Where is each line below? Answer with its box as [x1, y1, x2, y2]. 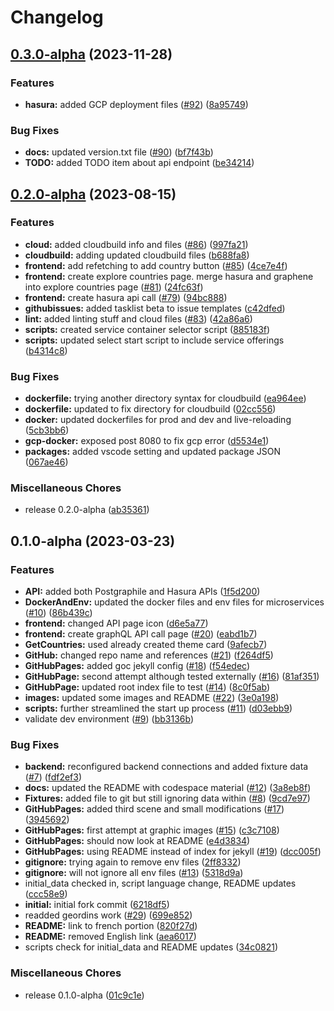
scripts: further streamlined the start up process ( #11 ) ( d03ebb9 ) [24, 702, 293, 715]
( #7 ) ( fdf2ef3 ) [24, 771, 83, 783]
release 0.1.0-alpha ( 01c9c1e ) [24, 989, 145, 1001]
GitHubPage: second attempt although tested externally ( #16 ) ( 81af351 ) [24, 671, 320, 683]
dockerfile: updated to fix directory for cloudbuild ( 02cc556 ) [24, 403, 277, 415]
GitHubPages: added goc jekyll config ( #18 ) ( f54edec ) [24, 660, 251, 672]
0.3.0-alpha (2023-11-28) [10, 46, 173, 63]
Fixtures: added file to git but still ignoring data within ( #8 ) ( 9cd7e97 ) [24, 792, 311, 805]
